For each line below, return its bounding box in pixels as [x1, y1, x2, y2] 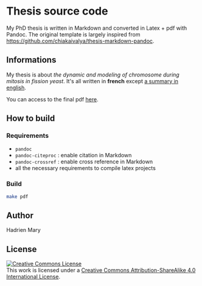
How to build [6, 114, 55, 124]
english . [6, 84, 26, 91]
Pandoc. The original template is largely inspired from [6, 30, 141, 38]
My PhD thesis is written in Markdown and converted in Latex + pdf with [6, 24, 187, 32]
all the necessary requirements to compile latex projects [15, 165, 156, 172]
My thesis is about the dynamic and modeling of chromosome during [6, 71, 179, 78]
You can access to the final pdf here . [6, 95, 99, 103]
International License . [6, 273, 61, 281]
